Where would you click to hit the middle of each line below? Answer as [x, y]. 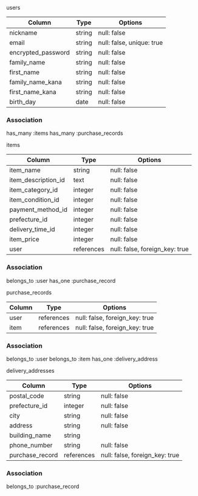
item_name [25, 170]
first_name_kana [33, 92]
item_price [24, 239]
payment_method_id [39, 209]
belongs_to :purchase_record [43, 486]
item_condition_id [34, 200]
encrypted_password [39, 53]
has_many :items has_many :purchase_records [65, 133]
